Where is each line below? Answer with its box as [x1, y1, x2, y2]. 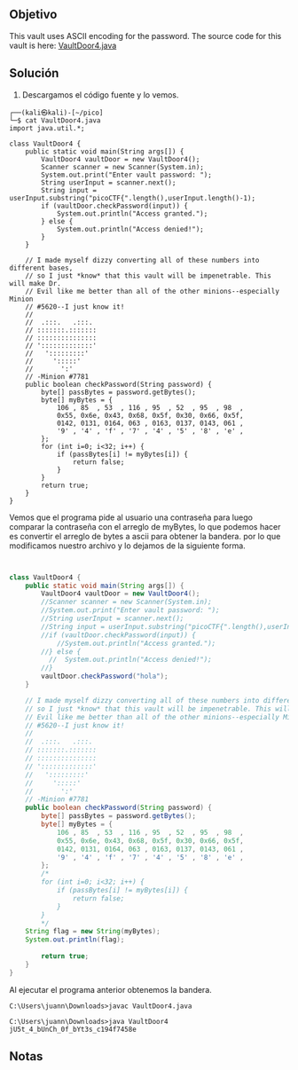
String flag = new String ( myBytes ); [25, 927, 161, 936]
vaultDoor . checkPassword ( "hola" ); [41, 672, 169, 681]
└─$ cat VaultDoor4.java [9, 115, 101, 125]
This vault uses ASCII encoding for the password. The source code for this [9, 30, 282, 41]
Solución [9, 66, 59, 81]
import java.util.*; [9, 123, 86, 132]
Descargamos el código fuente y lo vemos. [21, 89, 179, 100]
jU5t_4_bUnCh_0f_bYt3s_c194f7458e [9, 1025, 137, 1034]
